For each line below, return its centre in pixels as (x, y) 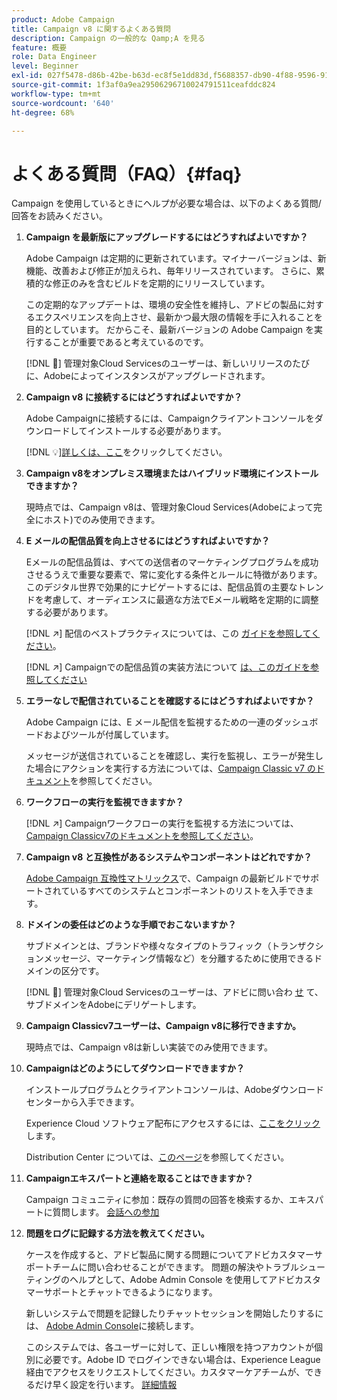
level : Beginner (45, 66)
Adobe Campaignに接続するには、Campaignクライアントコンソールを (170, 418)
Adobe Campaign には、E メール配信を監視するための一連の (150, 722)
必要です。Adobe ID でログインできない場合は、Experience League (182, 1360)
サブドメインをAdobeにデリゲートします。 (113, 1005)
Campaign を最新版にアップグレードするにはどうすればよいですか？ (167, 237)
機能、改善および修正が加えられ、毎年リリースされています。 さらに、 (170, 271)
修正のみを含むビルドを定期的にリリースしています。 (161, 283)
